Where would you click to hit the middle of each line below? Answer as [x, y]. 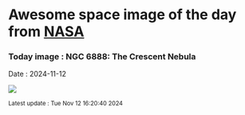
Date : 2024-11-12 [37, 74]
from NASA [46, 32]
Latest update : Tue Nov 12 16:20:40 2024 [66, 104]
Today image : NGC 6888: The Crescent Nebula [102, 57]
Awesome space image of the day [122, 15]
